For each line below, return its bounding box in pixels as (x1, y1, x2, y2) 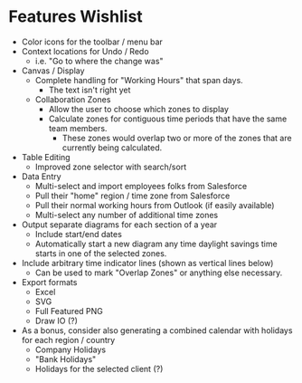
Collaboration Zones (34, 93, 111, 105)
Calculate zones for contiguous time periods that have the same (48, 113, 288, 124)
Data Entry (21, 170, 61, 182)
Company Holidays (34, 344, 106, 355)
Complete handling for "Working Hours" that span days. (34, 74, 243, 85)
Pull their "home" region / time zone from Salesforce (34, 190, 231, 201)
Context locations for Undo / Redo (21, 45, 150, 56)
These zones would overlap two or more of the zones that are (61, 132, 292, 143)
